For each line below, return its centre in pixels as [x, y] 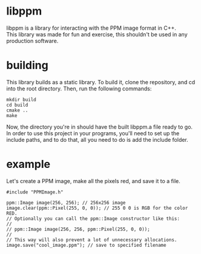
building [27, 65]
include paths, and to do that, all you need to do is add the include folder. [97, 139]
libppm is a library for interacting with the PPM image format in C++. [91, 28]
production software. [32, 41]
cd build [17, 105]
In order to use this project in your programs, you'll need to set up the [93, 133]
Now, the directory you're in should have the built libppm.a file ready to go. [99, 127]
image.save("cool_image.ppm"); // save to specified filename [86, 245]
